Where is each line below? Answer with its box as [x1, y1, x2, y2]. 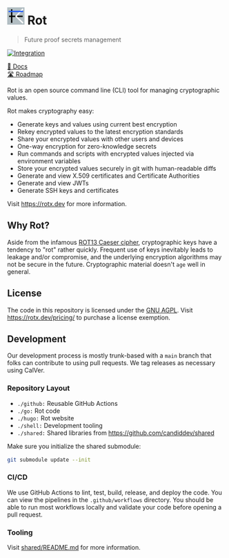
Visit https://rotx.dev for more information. [7, 199, 128, 207]
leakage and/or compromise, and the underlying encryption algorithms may [7, 252, 222, 261]
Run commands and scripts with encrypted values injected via [17, 149, 195, 158]
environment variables [17, 156, 81, 165]
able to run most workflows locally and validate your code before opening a [7, 503, 222, 511]
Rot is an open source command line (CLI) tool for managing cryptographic [7, 86, 220, 94]
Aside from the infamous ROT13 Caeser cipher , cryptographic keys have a [7, 238, 217, 246]
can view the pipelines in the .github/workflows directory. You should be [7, 495, 214, 504]
